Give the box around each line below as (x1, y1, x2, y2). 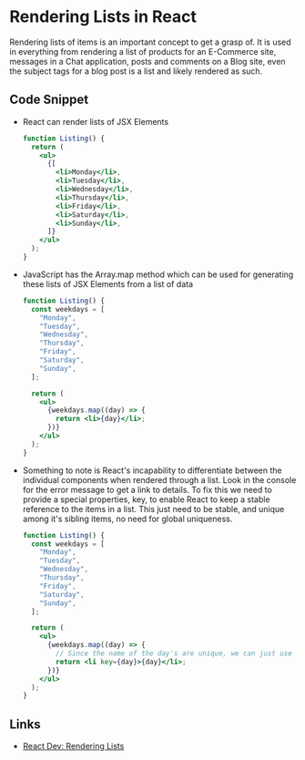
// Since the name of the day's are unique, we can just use (56, 649, 293, 658)
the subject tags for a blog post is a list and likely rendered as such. (9, 66, 263, 77)
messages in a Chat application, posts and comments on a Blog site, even (9, 56, 286, 67)
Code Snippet (9, 92, 89, 108)
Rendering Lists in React (9, 6, 198, 27)
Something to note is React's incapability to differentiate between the (22, 465, 282, 476)
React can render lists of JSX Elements (22, 116, 169, 127)
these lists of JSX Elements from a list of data (22, 278, 194, 289)
